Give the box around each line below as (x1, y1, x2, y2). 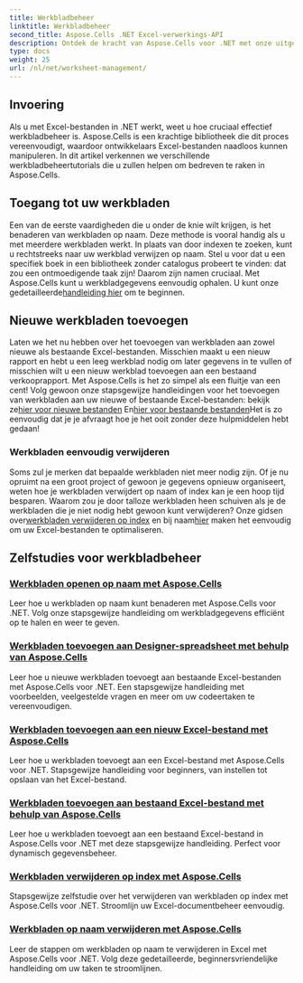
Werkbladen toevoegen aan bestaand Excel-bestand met (9, 797, 264, 809)
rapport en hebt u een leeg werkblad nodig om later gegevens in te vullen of (9, 356, 292, 367)
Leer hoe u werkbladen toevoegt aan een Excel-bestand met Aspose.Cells (9, 754, 285, 765)
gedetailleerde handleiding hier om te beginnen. (9, 287, 185, 298)
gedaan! (9, 423, 41, 434)
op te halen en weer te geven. (9, 617, 120, 629)
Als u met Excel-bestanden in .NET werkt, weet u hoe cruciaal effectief (9, 121, 272, 132)
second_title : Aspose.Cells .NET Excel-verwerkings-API (9, 30, 224, 39)
